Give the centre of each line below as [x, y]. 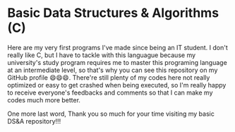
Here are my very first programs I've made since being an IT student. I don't [117, 47]
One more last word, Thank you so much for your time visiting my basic [111, 114]
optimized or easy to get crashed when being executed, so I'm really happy [117, 85]
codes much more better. [44, 100]
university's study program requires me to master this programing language [117, 62]
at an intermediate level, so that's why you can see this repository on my [113, 70]
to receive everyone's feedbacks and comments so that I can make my [110, 92]
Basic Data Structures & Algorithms [113, 13]
